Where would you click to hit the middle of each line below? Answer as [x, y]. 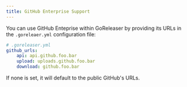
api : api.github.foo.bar [47, 56]
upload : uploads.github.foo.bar [56, 61]
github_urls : [22, 50]
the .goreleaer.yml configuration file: [51, 34]
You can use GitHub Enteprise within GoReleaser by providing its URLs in [94, 28]
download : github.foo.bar [48, 67]
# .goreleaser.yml [28, 45]
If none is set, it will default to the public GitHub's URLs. [73, 78]
